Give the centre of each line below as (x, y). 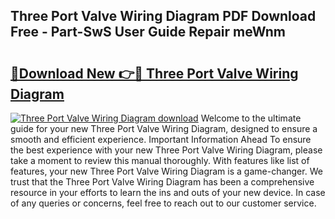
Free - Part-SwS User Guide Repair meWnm (148, 32)
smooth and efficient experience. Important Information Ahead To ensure (161, 139)
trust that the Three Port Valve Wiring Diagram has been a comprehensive (162, 182)
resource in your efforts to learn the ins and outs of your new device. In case (168, 192)
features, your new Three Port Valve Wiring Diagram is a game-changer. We (166, 171)
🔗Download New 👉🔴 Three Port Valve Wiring (154, 73)
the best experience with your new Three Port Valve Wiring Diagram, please (166, 150)
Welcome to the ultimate (251, 118)
